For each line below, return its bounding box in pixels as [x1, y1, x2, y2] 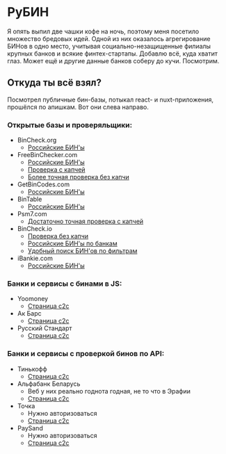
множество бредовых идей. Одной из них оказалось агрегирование [7, 34, 211, 42]
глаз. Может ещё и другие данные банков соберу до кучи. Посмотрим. [7, 56, 220, 65]
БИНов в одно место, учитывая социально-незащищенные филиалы [7, 42, 211, 50]
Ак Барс [17, 309, 42, 318]
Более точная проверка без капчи [27, 173, 130, 181]
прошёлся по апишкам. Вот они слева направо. [7, 102, 150, 111]
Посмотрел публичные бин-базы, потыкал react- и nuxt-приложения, [7, 95, 214, 104]
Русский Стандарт [17, 324, 72, 332]
